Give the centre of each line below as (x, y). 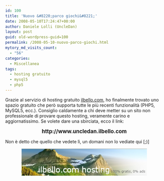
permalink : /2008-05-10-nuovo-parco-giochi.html (57, 43)
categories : (18, 58)
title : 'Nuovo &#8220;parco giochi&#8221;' (51, 16)
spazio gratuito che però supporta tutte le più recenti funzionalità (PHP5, (80, 105)
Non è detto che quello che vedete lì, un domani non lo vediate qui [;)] (77, 141)
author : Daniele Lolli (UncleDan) (41, 27)
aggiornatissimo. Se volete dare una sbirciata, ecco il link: (65, 121)
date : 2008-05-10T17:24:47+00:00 (40, 21)
